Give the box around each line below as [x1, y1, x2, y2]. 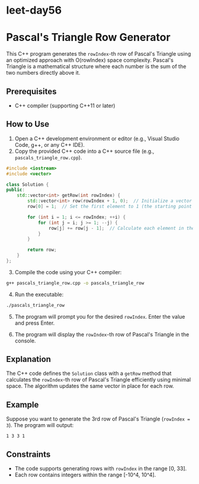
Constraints [6, 449, 51, 459]
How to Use [6, 119, 50, 129]
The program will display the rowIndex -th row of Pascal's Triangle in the [14, 331, 190, 338]
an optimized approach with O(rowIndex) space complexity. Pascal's [6, 57, 174, 64]
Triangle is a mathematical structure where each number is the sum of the [6, 63, 187, 70]
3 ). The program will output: [6, 422, 74, 429]
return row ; [27, 247, 57, 253]
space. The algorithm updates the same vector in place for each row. [6, 383, 175, 390]
